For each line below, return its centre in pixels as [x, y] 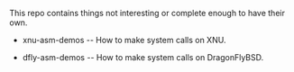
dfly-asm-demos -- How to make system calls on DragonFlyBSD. [143, 57]
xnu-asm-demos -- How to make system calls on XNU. [124, 40]
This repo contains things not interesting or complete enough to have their [147, 13]
